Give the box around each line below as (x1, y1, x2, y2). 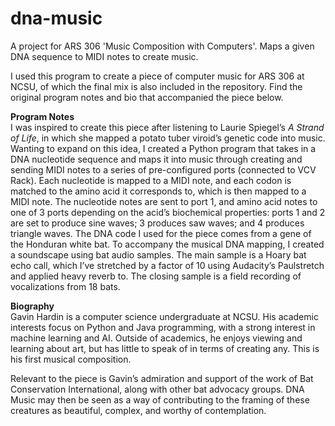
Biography (10, 300, 55, 312)
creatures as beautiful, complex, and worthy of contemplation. (10, 404, 267, 416)
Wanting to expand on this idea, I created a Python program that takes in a (10, 142, 317, 154)
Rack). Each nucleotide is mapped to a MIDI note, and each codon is (10, 174, 292, 186)
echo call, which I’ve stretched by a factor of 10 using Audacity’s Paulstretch (10, 259, 325, 271)
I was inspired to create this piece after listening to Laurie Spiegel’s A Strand (10, 121, 325, 133)
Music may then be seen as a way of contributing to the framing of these (10, 393, 310, 406)
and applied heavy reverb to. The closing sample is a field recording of (10, 270, 302, 282)
